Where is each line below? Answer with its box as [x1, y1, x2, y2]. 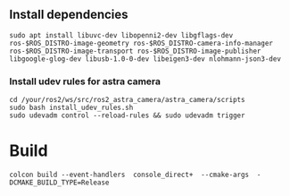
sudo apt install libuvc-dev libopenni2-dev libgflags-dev [9, 30, 234, 39]
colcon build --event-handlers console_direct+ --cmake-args [9, 170, 250, 180]
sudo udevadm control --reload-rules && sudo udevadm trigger [9, 111, 245, 120]
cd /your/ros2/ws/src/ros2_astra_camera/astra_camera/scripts [9, 96, 245, 105]
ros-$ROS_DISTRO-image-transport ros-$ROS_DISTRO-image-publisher [9, 47, 261, 55]
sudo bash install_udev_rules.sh [9, 103, 134, 113]
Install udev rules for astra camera [9, 75, 162, 88]
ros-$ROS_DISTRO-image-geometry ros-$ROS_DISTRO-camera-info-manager [9, 38, 274, 47]
